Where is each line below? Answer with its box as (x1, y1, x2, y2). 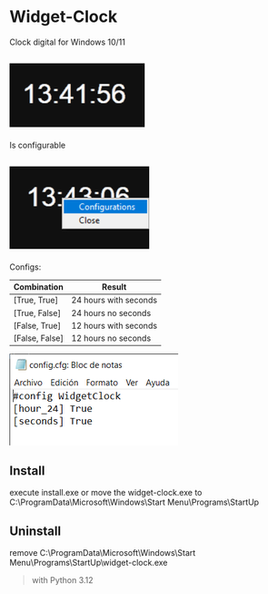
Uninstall (9, 523, 62, 538)
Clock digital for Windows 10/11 (9, 36, 125, 47)
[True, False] (13, 307, 62, 318)
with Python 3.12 (31, 575, 94, 586)
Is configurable (9, 139, 66, 150)
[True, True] (13, 294, 59, 306)
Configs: (9, 261, 42, 272)
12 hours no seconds (71, 333, 152, 343)
